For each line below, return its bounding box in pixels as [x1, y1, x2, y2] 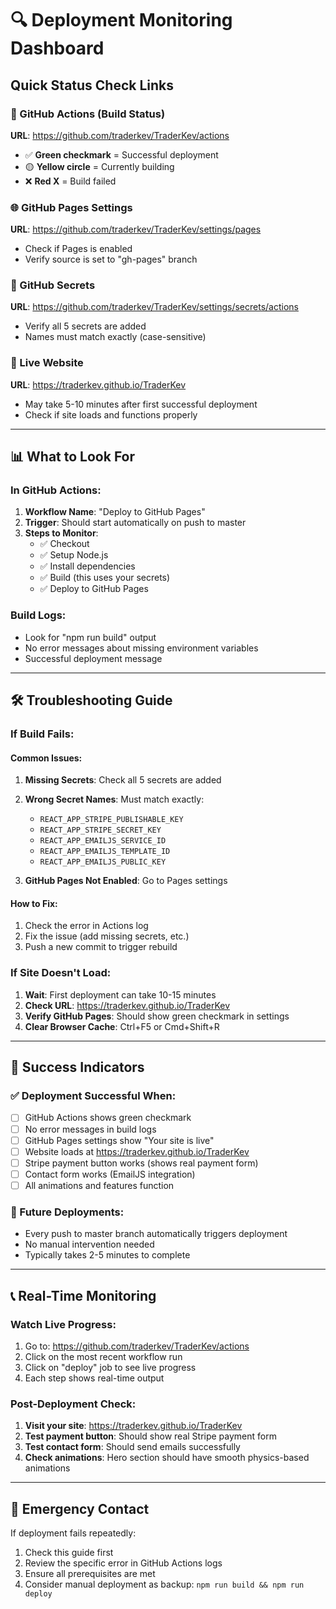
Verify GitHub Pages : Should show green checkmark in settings [24, 1010, 290, 1022]
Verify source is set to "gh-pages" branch [24, 253, 198, 266]
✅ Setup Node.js [39, 549, 109, 561]
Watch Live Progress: [10, 1317, 117, 1331]
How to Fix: [10, 897, 58, 909]
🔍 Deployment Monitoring [10, 9, 233, 32]
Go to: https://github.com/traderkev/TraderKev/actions [24, 1340, 250, 1352]
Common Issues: [10, 752, 83, 764]
